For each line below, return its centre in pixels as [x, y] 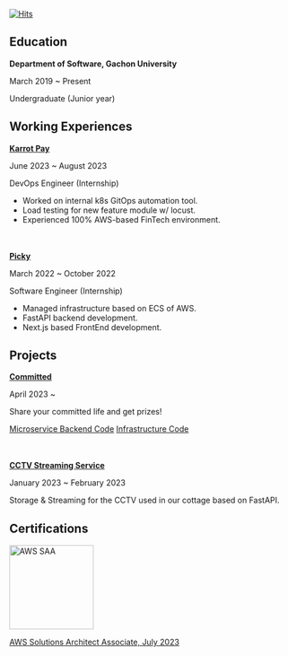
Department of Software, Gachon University [93, 64]
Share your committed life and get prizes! [86, 412]
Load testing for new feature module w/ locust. [109, 210]
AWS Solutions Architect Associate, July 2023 [94, 643]
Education [39, 42]
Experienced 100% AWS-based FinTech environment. [122, 219]
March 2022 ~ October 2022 [63, 273]
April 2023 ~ [33, 394]
